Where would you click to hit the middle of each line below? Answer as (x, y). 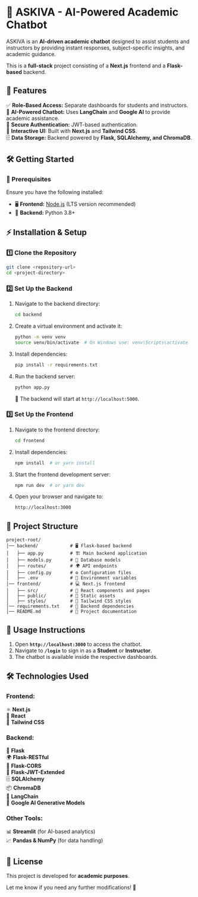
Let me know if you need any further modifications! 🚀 (71, 887)
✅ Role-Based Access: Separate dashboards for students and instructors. (97, 105)
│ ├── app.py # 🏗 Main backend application (77, 554)
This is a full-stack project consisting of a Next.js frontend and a (86, 66)
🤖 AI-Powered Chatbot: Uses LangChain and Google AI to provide (88, 112)
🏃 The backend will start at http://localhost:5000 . (77, 399)
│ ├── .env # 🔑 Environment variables (71, 578)
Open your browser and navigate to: (59, 497)
